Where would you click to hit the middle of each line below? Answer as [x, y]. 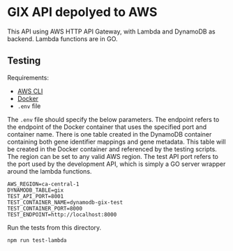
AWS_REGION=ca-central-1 [43, 184]
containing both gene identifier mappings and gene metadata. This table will [116, 142]
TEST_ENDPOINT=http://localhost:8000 [62, 214]
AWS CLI [30, 91]
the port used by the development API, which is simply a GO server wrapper [116, 164]
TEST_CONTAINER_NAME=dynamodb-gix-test [65, 202]
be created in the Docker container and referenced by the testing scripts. [112, 149]
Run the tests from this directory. [54, 227]
